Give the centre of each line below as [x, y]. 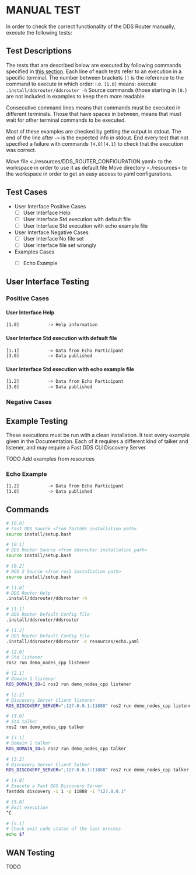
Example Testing [37, 421]
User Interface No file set [53, 238]
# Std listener [24, 657]
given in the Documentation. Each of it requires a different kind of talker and [97, 441]
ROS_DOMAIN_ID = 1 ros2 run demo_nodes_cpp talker [66, 749]
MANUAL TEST [43, 10]
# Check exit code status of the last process [64, 829]
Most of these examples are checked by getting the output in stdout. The [94, 131]
